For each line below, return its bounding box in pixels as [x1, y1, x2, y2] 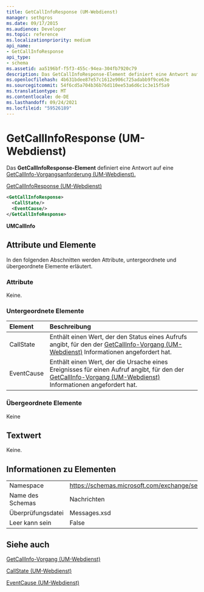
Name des [9, 491, 39, 500]
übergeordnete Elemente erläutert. [6, 262, 93, 270]
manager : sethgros [6, 15, 53, 21]
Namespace [9, 481, 44, 490]
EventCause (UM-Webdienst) [6, 579, 80, 587]
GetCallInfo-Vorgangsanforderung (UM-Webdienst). [6, 171, 136, 178]
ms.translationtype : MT [6, 88, 67, 94]
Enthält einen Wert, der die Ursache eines [49, 358, 168, 366]
